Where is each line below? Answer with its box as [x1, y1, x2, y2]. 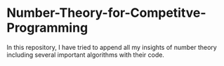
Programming [6, 20, 88, 36]
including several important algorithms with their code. [6, 51, 164, 59]
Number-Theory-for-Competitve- [6, 5, 206, 21]
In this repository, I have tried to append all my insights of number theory [6, 43, 217, 51]
